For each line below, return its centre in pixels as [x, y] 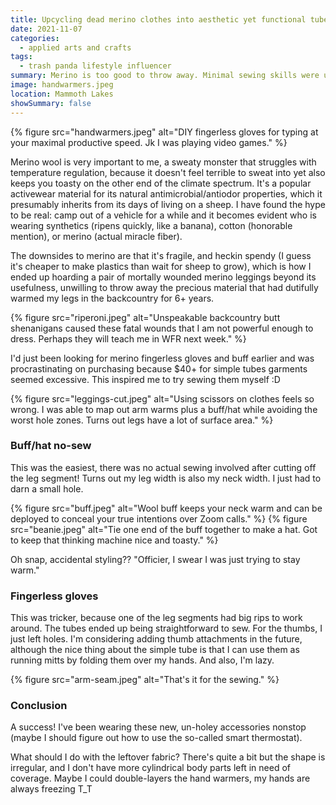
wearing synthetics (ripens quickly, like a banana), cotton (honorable [151, 225]
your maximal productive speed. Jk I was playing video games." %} [149, 142]
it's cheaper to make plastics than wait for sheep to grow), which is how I [161, 266]
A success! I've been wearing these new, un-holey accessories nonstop [158, 727]
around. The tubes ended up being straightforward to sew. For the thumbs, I [166, 628]
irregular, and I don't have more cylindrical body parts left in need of [150, 768]
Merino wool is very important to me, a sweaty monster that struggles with [163, 162]
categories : [35, 38]
